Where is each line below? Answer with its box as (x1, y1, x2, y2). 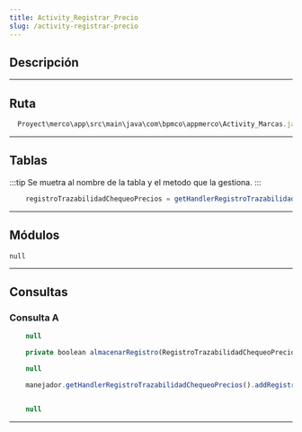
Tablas (9, 153, 48, 168)
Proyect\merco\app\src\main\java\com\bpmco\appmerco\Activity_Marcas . (17, 120, 288, 129)
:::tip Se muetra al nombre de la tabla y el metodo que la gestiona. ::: (9, 176, 262, 187)
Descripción (9, 55, 79, 70)
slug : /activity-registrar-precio (9, 22, 139, 31)
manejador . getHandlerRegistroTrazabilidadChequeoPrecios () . (25, 380, 255, 390)
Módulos (9, 228, 60, 243)
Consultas (9, 284, 69, 300)
